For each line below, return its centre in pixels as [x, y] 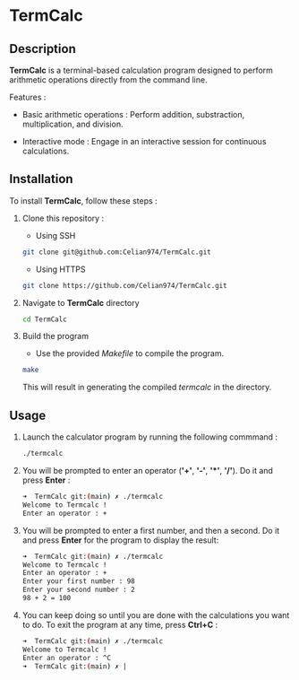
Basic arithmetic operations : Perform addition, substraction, [133, 114]
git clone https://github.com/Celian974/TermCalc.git [124, 285]
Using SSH [56, 235]
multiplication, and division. [73, 124]
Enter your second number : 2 [79, 590]
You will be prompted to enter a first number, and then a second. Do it [151, 530]
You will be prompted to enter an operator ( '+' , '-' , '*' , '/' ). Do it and [147, 471]
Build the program [56, 336]
